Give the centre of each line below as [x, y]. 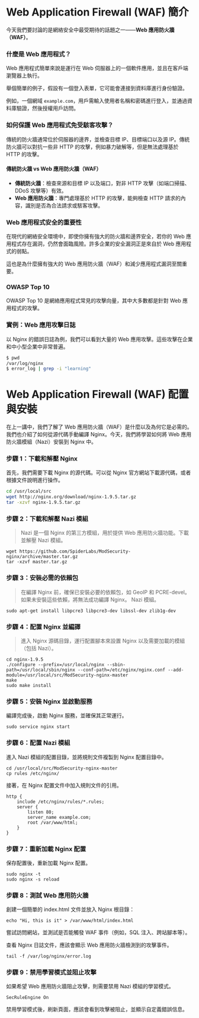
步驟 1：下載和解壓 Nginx [42, 459]
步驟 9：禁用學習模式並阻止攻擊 [51, 972]
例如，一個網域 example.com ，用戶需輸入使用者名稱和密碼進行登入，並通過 [97, 101]
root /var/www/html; [53, 822]
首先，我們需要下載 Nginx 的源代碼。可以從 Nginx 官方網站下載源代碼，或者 [99, 472]
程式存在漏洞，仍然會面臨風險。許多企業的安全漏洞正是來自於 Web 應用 [99, 244]
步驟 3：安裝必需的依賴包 [42, 578]
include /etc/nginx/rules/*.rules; [61, 802]
